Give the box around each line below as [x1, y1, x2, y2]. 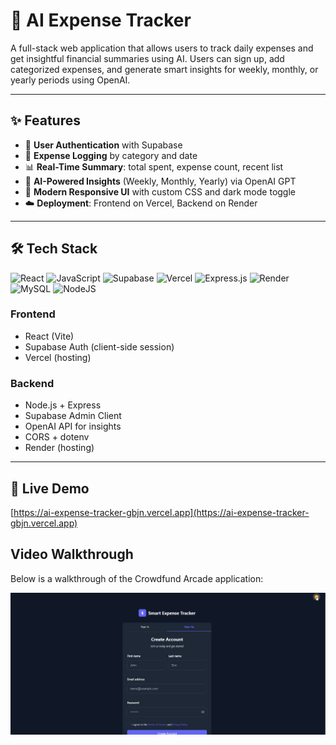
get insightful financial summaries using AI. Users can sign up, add [10, 52, 285, 64]
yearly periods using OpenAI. [10, 74, 131, 86]
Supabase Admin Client [24, 410, 122, 422]
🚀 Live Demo [10, 480, 90, 497]
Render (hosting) [24, 442, 95, 454]
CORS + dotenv [24, 431, 90, 443]
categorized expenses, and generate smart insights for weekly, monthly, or [10, 63, 319, 75]
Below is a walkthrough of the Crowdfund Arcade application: [10, 572, 264, 584]
